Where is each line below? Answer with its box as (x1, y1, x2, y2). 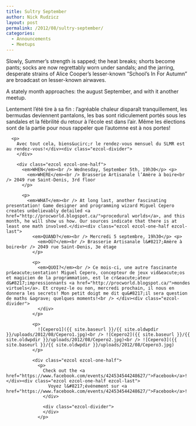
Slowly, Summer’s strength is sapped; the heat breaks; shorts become (6, 57, 175, 65)
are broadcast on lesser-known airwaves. (6, 76, 107, 83)
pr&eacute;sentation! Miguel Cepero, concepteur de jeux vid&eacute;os (6, 269, 185, 276)
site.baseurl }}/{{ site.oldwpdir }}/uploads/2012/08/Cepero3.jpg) (6, 342, 175, 348)
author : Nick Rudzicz (6, 14, 59, 20)
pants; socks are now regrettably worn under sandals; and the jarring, (6, 64, 175, 71)
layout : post (6, 19, 38, 25)
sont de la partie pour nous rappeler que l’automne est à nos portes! (6, 124, 171, 131)
